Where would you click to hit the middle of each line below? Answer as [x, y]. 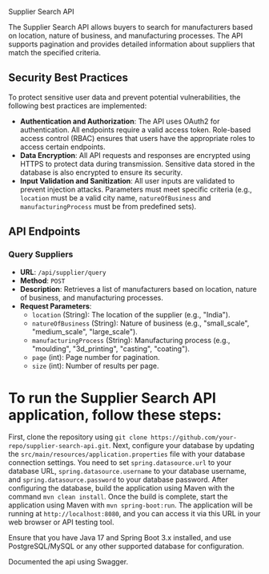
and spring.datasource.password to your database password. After [118, 479]
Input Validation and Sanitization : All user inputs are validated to [127, 180]
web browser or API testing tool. [61, 522]
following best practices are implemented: [78, 105]
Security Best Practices [68, 78]
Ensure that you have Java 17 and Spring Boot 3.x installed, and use [120, 538]
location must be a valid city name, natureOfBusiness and [115, 198]
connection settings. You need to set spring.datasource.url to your [120, 463]
